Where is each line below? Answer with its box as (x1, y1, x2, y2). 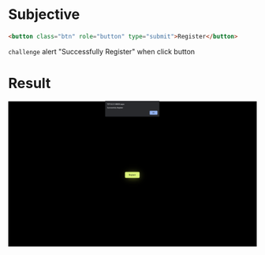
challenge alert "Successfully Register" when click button (8, 46, 196, 56)
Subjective (8, 6, 80, 24)
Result (8, 75, 51, 92)
